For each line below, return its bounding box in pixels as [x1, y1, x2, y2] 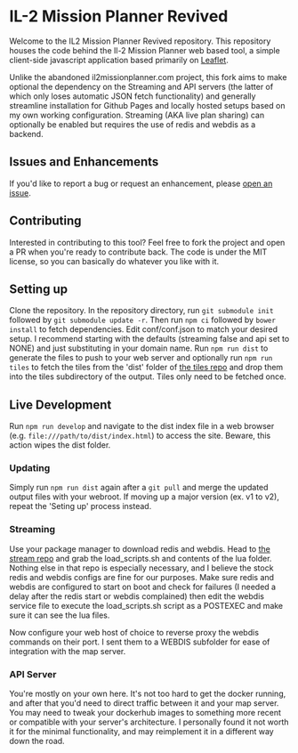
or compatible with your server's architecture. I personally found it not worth [9, 717, 289, 727]
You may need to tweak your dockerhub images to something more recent [9, 708, 282, 718]
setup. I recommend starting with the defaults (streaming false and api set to [9, 334, 290, 344]
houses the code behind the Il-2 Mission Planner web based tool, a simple [9, 45, 280, 55]
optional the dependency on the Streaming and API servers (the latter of [9, 81, 274, 92]
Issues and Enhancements [9, 154, 159, 170]
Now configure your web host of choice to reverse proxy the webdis [9, 627, 260, 637]
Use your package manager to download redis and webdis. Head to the [9, 543, 271, 554]
